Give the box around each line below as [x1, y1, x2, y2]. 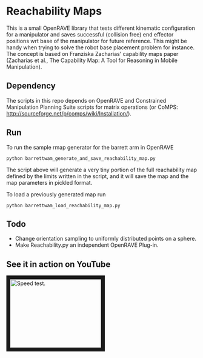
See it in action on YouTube [6, 259, 111, 269]
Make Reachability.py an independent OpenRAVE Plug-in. [15, 241, 159, 249]
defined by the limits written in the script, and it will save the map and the [6, 172, 189, 180]
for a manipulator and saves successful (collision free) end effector [6, 30, 174, 38]
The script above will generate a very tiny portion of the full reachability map [6, 166, 198, 173]
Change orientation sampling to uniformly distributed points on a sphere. [15, 235, 197, 243]
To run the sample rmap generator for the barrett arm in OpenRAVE [6, 143, 174, 151]
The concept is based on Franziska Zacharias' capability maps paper [6, 50, 179, 57]
